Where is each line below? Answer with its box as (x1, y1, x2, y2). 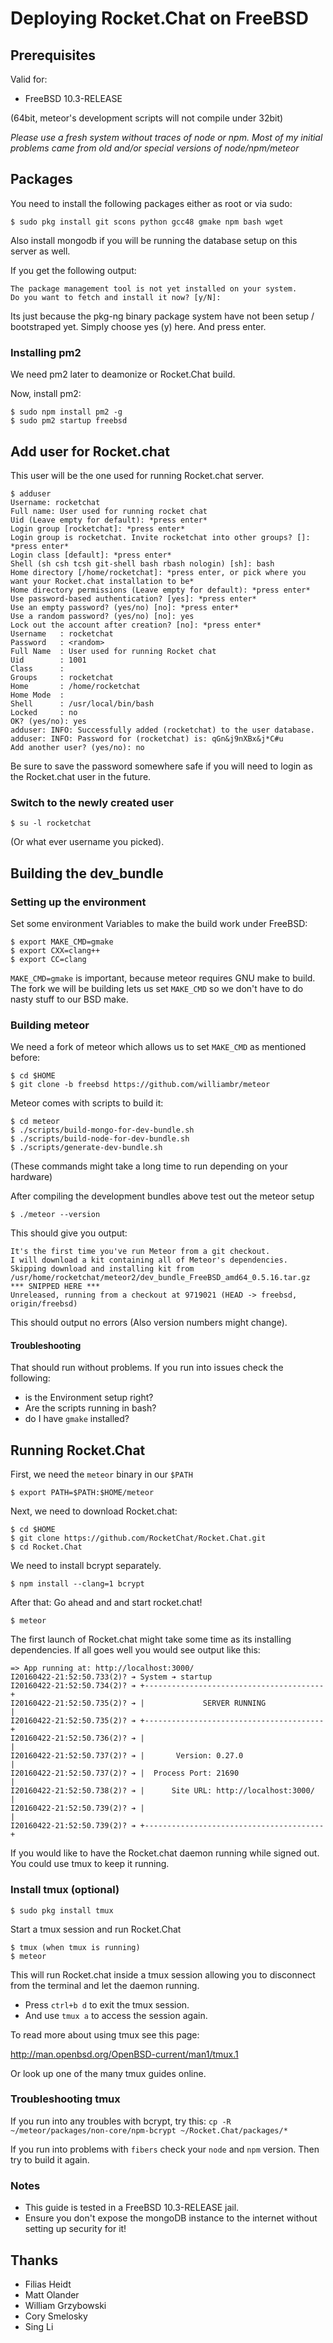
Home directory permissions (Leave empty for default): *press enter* (10, 585, 311, 595)
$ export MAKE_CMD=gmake (10, 937, 114, 947)
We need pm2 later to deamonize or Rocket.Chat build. (10, 368, 236, 381)
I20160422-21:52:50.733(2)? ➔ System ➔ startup (10, 1672, 213, 1682)
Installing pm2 (10, 345, 82, 359)
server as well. (10, 245, 71, 257)
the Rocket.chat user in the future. (10, 770, 152, 782)
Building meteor (10, 1018, 90, 1032)
